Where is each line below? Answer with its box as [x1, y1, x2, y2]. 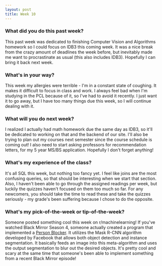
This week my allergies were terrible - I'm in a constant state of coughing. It [5, 83, 157, 89]
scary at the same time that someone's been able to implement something [5, 250, 154, 256]
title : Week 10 [5, 12, 36, 17]
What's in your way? [5, 71, 54, 78]
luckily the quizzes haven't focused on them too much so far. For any [5, 186, 144, 192]
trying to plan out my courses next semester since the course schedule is [5, 137, 152, 142]
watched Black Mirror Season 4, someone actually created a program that [5, 224, 153, 230]
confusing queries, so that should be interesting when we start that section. [5, 176, 157, 181]
